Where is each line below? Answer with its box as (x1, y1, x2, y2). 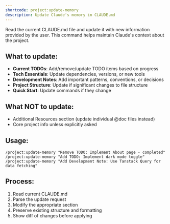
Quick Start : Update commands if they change (12, 88, 111, 94)
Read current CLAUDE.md (12, 191, 68, 197)
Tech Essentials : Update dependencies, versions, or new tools (12, 71, 145, 77)
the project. (5, 37, 30, 44)
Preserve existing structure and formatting (12, 207, 102, 213)
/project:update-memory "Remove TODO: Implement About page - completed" (5, 150, 166, 155)
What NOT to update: (5, 102, 74, 111)
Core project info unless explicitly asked (12, 121, 97, 128)
